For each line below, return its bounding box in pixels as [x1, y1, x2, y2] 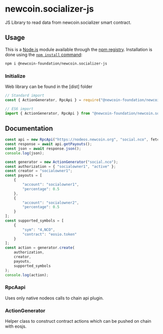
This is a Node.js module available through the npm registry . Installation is [5, 46, 153, 52]
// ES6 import [5, 106, 34, 111]
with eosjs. [5, 323, 27, 329]
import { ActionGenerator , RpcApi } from [5, 111, 90, 116]
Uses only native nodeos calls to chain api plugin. [5, 295, 104, 301]
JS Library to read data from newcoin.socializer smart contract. [5, 19, 132, 25]
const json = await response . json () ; [5, 146, 81, 151]
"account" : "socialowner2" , [22, 200, 79, 205]
